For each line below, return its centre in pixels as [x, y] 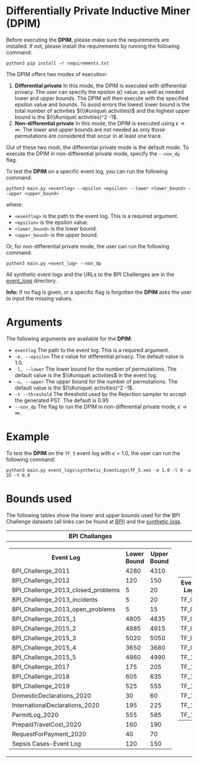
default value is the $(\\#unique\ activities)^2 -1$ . [74, 388]
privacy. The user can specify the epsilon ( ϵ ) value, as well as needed [99, 92]
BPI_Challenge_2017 [41, 667]
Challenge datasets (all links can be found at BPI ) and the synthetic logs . [94, 521]
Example [28, 437]
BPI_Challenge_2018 [41, 676]
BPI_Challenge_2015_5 [44, 657]
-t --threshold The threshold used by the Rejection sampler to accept [100, 394]
